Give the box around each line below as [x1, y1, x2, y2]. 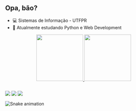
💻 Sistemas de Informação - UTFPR [12, 17, 87, 23]
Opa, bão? [5, 4, 38, 12]
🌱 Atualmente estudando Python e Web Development [12, 24, 122, 30]
